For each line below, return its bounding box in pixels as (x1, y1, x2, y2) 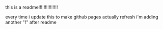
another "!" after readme (5, 19, 57, 25)
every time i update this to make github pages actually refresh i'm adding (5, 14, 159, 19)
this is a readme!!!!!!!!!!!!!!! (5, 4, 58, 10)
